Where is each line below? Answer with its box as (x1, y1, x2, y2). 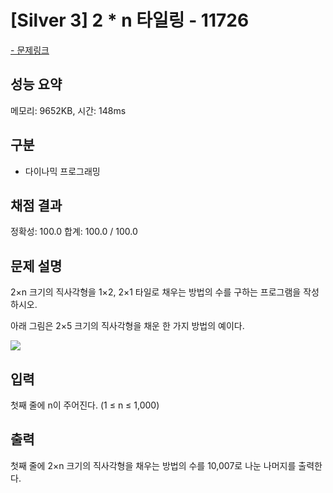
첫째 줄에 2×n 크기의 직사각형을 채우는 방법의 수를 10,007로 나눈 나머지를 (10, 459, 297, 471)
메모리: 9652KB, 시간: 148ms (10, 104, 127, 116)
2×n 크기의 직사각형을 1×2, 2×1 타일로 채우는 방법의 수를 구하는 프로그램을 (10, 286, 302, 298)
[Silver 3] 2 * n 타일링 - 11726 (10, 9, 250, 32)
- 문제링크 (10, 44, 50, 56)
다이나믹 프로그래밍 (24, 165, 101, 177)
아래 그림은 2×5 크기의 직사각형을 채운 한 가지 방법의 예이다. (10, 320, 245, 332)
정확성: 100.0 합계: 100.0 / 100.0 (10, 226, 138, 238)
